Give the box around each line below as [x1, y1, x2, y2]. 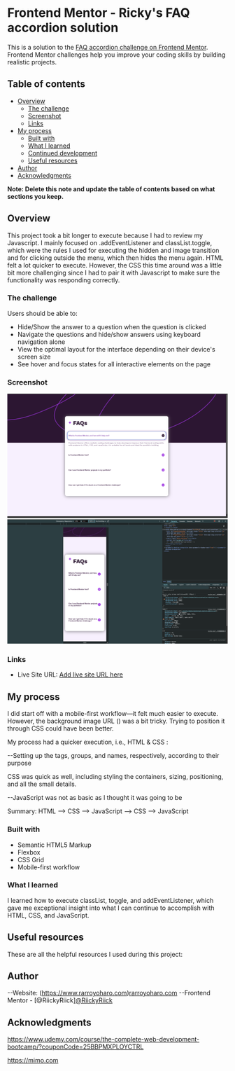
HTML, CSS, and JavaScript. [7, 911, 90, 919]
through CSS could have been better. [7, 724, 114, 733]
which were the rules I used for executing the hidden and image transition [7, 246, 220, 254]
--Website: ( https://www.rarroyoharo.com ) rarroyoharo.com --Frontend [7, 989, 211, 997]
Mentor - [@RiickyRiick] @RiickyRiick [7, 996, 113, 1004]
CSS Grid [17, 855, 44, 864]
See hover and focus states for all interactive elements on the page [17, 359, 211, 368]
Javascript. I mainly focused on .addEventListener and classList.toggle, [7, 238, 213, 247]
